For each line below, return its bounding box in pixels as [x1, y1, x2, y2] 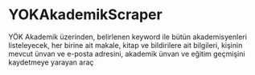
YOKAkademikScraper [8, 6, 162, 24]
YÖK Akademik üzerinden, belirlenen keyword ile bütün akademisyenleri [8, 32, 248, 41]
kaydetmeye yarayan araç [8, 57, 94, 67]
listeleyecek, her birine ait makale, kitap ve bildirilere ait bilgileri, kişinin [8, 40, 243, 49]
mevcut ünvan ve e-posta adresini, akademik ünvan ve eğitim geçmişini [8, 49, 245, 58]
